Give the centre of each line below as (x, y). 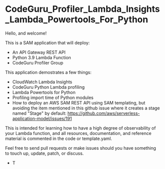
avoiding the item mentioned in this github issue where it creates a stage (86, 108)
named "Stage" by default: (39, 113)
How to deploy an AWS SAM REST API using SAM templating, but (79, 102)
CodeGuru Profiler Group (38, 63)
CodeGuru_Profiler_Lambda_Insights (82, 9)
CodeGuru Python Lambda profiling (48, 87)
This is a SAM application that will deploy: (47, 42)
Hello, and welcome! (26, 33)
